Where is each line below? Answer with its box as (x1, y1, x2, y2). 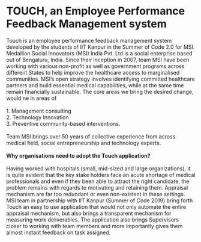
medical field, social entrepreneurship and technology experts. (6, 139, 161, 146)
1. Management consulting (6, 107, 72, 114)
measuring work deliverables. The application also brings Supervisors (6, 216, 179, 223)
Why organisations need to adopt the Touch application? (6, 152, 151, 159)
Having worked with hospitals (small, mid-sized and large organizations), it (6, 164, 191, 172)
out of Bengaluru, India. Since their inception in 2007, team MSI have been (6, 56, 190, 63)
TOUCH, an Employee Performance (6, 4, 185, 18)
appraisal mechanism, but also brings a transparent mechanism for (6, 209, 172, 217)
